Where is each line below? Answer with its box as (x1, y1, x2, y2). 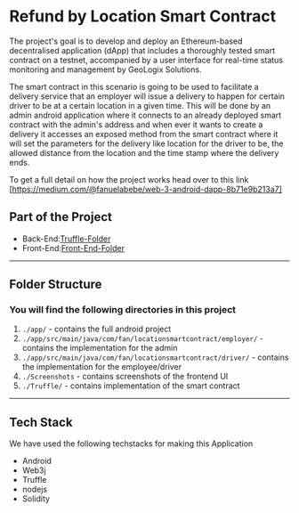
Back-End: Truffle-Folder (21, 233, 111, 244)
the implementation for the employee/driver (21, 362, 182, 372)
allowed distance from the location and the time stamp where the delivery (9, 147, 279, 158)
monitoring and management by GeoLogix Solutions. (9, 64, 202, 75)
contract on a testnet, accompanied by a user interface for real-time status (9, 54, 283, 65)
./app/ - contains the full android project (21, 323, 172, 335)
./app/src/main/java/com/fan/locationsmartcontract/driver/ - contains (21, 352, 289, 362)
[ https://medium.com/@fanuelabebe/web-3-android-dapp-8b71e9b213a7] (9, 183, 283, 194)
